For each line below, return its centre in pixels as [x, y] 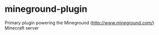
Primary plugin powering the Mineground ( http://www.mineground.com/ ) [79, 23]
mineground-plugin [46, 9]
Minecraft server [22, 28]
